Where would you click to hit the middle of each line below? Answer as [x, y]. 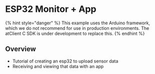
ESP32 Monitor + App [51, 9]
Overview [21, 49]
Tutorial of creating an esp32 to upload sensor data [65, 61]
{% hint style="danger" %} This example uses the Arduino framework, [77, 23]
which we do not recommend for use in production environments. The [77, 28]
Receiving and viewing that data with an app [58, 66]
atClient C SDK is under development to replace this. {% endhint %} [75, 33]
